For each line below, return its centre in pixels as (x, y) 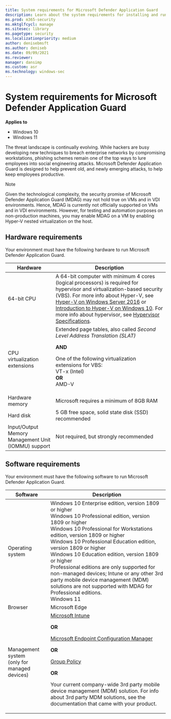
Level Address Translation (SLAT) (95, 335)
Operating (20, 548)
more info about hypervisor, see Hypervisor (107, 315)
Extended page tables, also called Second (106, 329)
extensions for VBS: (79, 365)
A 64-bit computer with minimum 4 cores (105, 276)
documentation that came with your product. (103, 704)
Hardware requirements (44, 237)
